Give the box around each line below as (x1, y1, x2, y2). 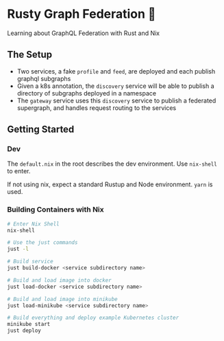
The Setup (7, 49, 53, 60)
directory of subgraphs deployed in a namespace (16, 89, 156, 97)
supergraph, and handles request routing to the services (16, 103, 177, 112)
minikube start (7, 321, 51, 328)
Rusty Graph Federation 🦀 (7, 6, 156, 22)
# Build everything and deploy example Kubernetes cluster (7, 314, 179, 322)
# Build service (7, 258, 53, 265)
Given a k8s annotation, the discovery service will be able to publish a (16, 82, 214, 90)
